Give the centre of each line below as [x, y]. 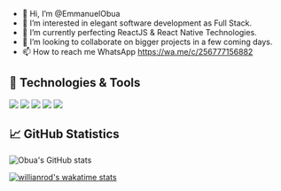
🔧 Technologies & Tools [75, 83]
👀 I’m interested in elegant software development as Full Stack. [137, 23]
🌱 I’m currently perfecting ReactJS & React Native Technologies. [139, 32]
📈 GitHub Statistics [64, 134]
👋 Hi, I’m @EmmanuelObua [71, 14]
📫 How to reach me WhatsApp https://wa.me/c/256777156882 [137, 52]
